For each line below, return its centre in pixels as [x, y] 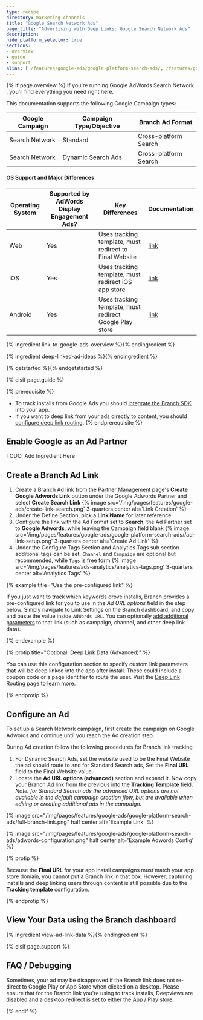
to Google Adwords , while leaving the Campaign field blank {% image [102, 528]
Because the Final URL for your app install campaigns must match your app [100, 870]
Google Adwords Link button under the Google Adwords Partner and [101, 496]
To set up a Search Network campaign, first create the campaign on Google [101, 729]
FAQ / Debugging [39, 966]
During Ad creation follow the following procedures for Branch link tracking [100, 747]
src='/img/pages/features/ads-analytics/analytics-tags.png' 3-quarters [104, 567]
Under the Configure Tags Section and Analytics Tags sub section [97, 548]
